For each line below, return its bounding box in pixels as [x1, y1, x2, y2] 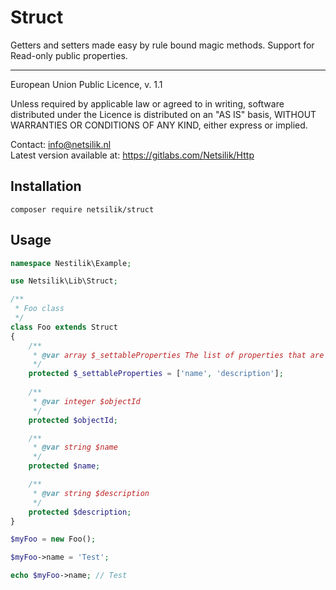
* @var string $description [32, 488, 150, 498]
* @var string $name [32, 442, 118, 453]
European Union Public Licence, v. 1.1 [10, 78, 163, 90]
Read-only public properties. [10, 49, 128, 61]
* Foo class [14, 304, 65, 314]
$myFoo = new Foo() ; [10, 534, 97, 545]
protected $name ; [28, 461, 101, 471]
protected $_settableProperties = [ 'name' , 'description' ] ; [28, 369, 284, 379]
